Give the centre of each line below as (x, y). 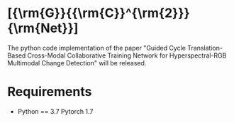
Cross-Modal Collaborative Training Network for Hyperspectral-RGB (127, 55)
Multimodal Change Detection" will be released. (77, 63)
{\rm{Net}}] (43, 28)
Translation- (205, 48)
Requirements (50, 92)
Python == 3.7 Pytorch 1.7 (55, 111)
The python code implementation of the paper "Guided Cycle (97, 48)
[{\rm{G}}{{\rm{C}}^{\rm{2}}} (99, 13)
